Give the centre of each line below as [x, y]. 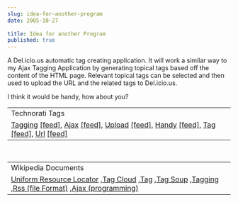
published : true [31, 40]
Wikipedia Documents [47, 168]
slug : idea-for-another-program [55, 14]
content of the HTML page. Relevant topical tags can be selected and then [116, 76]
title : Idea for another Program [57, 34]
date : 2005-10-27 [33, 21]
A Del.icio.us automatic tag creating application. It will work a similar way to [117, 60]
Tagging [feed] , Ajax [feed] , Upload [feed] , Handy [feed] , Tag [113, 125]
